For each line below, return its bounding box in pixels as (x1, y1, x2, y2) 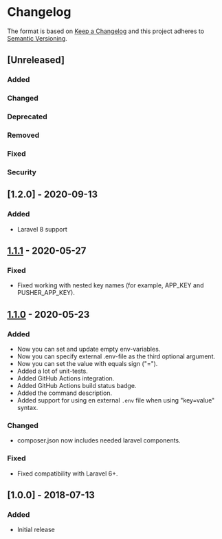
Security (7, 167, 36, 176)
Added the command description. (16, 389, 112, 397)
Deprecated (7, 112, 48, 121)
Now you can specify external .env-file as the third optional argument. (16, 352, 215, 360)
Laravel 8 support (16, 225, 67, 233)
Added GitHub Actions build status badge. (16, 381, 137, 389)
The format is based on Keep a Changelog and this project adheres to (7, 27, 205, 35)
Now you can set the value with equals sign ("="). (16, 359, 158, 367)
